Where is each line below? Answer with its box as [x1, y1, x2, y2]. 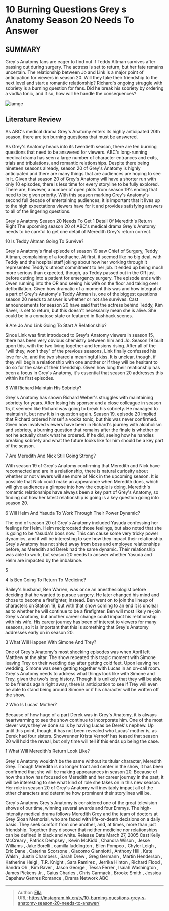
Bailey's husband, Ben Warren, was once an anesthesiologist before [5, 586, 146, 592]
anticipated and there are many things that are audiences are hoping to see [5, 170, 161, 176]
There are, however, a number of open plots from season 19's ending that [5, 186, 157, 192]
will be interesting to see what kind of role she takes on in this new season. [5, 779, 160, 785]
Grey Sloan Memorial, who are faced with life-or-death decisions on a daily [5, 816, 161, 822]
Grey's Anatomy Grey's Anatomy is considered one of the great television [5, 799, 157, 806]
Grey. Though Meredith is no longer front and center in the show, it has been [5, 763, 164, 769]
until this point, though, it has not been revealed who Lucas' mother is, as [5, 727, 157, 733]
